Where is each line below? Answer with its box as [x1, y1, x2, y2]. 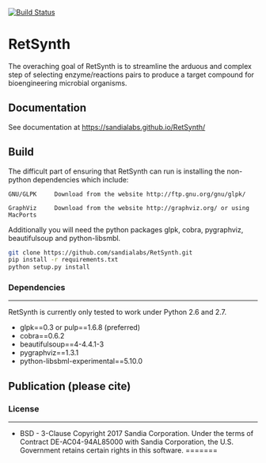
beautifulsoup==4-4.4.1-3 [19, 339, 104, 349]
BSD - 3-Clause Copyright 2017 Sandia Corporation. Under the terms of [19, 429, 254, 438]
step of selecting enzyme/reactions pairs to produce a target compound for [8, 70, 255, 79]
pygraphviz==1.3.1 [19, 348, 79, 358]
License [8, 403, 40, 414]
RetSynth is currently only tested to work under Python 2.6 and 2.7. [8, 308, 227, 317]
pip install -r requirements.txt [8, 256, 119, 264]
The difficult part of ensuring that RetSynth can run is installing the [8, 166, 226, 176]
